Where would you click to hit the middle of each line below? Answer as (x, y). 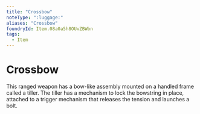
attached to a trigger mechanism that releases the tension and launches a (98, 99)
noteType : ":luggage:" (35, 17)
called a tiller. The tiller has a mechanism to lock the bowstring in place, (95, 93)
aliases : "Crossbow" (32, 23)
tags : (13, 34)
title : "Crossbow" (29, 12)
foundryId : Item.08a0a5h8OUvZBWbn (50, 29)
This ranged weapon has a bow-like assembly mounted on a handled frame (100, 86)
